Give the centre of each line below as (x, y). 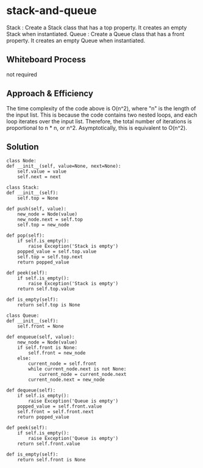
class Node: (21, 161)
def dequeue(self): (31, 391)
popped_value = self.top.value (57, 252)
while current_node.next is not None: (77, 369)
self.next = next (39, 177)
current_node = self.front (62, 364)
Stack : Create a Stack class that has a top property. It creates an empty (97, 27)
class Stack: (23, 188)
